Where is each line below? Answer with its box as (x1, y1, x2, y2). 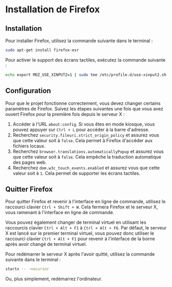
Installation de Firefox (5, 4, 100, 15)
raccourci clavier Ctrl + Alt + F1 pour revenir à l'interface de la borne (5, 236, 155, 242)
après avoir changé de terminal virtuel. (5, 241, 87, 247)
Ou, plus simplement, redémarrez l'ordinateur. (5, 276, 103, 282)
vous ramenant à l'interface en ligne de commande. (5, 209, 114, 216)
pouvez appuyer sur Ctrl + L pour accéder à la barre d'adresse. (12, 126, 150, 132)
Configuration (5, 86, 51, 95)
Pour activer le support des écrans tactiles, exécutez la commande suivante (5, 56, 166, 63)
